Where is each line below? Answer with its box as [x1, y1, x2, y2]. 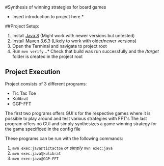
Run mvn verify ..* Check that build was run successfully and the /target [12, 49, 159, 54]
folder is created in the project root [12, 54, 83, 59]
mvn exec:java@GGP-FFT [12, 156, 59, 161]
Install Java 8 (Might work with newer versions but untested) [12, 33, 135, 38]
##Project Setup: [5, 23, 39, 29]
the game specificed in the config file [5, 126, 81, 132]
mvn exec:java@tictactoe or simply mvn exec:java [12, 145, 113, 151]
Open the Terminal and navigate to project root [12, 43, 107, 49]
